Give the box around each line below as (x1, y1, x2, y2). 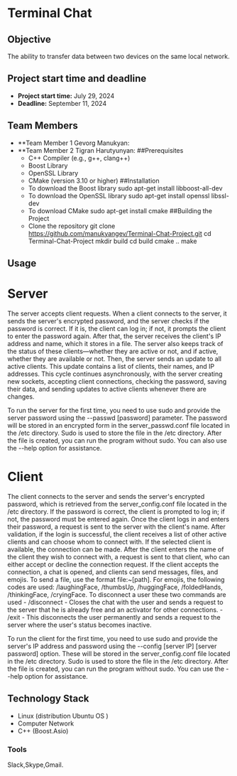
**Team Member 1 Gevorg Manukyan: (17, 139, 130, 147)
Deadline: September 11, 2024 (17, 99, 107, 107)
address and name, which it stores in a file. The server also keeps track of (7, 339, 224, 347)
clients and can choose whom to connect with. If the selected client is (7, 537, 211, 546)
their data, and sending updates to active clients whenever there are (7, 384, 207, 393)
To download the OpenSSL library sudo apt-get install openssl (28, 191, 210, 200)
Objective (7, 33, 52, 45)
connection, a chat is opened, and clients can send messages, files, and (7, 567, 219, 576)
